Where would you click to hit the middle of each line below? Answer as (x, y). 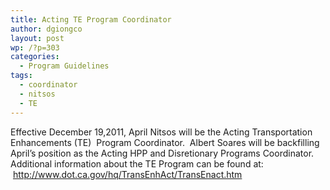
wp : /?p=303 (35, 47)
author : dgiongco (46, 29)
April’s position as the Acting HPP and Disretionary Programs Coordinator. (162, 153)
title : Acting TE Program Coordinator (91, 19)
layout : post (37, 38)
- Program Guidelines (64, 66)
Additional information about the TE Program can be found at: (137, 163)
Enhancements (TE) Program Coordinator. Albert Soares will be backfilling (165, 142)
